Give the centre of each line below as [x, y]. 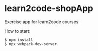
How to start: [17, 31]
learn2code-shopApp [49, 8]
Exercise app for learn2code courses [41, 22]
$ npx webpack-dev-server [31, 44]
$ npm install [19, 40]
